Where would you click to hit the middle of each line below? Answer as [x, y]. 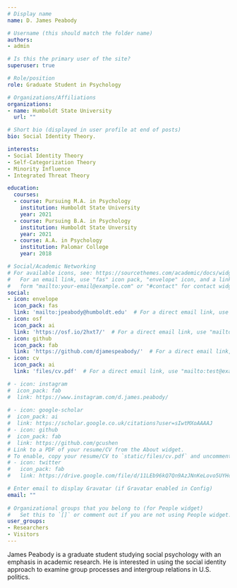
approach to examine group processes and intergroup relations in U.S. [109, 569]
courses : [26, 195]
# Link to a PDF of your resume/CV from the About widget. [96, 449]
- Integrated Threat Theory [49, 176]
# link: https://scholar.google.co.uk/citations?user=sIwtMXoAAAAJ [110, 424]
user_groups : [26, 521]
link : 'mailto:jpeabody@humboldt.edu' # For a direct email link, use [121, 312]
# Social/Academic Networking [52, 267]
